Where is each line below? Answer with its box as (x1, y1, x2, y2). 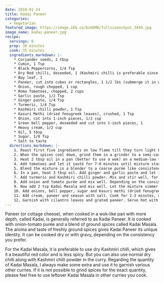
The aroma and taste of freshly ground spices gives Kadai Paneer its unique (5, 226, 158, 232)
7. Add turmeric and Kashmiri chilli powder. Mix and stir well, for (14, 175, 159, 180)
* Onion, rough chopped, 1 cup (14, 84, 78, 89)
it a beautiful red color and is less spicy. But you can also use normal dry (5, 252, 151, 258)
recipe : (5, 35, 21, 40)
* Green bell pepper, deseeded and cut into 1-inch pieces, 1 (14, 121, 143, 125)
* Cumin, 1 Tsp (14, 61, 45, 66)
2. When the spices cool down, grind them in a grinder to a (14, 152, 141, 157)
